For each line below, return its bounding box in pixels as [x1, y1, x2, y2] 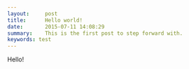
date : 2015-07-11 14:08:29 [7, 23, 105, 30]
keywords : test [7, 36, 52, 43]
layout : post [7, 10, 58, 17]
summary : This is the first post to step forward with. [7, 29, 183, 37]
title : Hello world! [7, 17, 83, 24]
